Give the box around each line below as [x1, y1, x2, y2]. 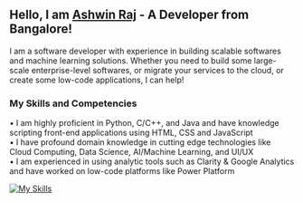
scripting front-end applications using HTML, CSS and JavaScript [9, 127, 253, 139]
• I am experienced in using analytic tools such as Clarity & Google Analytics [9, 156, 295, 167]
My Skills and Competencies [9, 97, 137, 110]
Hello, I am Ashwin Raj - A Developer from [9, 7, 250, 23]
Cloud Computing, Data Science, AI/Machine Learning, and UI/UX [9, 147, 254, 158]
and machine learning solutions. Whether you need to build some [9, 54, 252, 66]
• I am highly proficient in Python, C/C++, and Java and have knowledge [9, 118, 279, 129]
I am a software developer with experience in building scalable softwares [9, 45, 282, 56]
